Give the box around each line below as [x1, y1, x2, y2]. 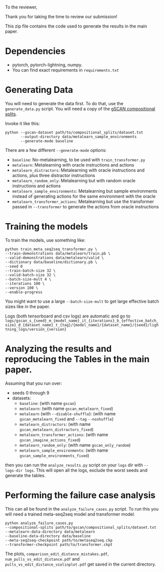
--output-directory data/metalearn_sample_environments [20, 134, 137, 139]
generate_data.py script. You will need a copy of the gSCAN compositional [5, 106, 156, 112]
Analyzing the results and [5, 343, 112, 354]
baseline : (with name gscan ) [19, 400, 76, 406]
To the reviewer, [5, 4, 38, 10]
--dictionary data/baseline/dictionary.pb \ [5, 259, 97, 264]
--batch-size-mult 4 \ [5, 277, 51, 282]
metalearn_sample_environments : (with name [19, 447, 109, 453]
